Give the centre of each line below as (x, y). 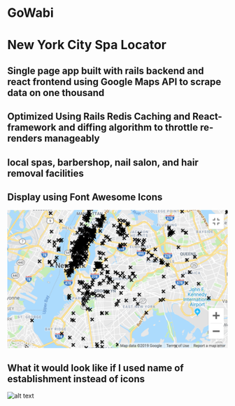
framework (32, 128)
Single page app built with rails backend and (106, 70)
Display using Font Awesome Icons (85, 197)
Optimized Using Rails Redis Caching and (99, 117)
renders (25, 138)
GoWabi (30, 13)
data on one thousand (56, 93)
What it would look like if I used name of (95, 368)
